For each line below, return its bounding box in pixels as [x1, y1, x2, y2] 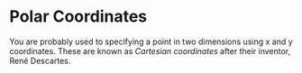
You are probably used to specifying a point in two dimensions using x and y [9, 36, 293, 47]
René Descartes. [9, 55, 71, 66]
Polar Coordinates [9, 6, 148, 27]
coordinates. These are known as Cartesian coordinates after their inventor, [9, 45, 291, 56]
